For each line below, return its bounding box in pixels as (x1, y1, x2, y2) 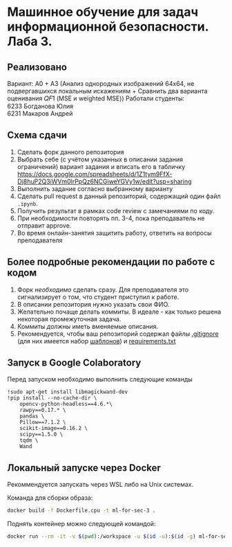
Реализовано (7, 61, 68, 73)
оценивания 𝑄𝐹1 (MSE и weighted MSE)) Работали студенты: (7, 94, 185, 102)
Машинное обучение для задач (7, 4, 199, 20)
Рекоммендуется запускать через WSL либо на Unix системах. (7, 481, 194, 489)
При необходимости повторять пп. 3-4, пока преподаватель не (17, 214, 205, 222)
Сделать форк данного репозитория (17, 147, 124, 156)
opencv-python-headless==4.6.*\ (19, 401, 113, 408)
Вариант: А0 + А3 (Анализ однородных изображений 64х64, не (7, 80, 195, 87)
